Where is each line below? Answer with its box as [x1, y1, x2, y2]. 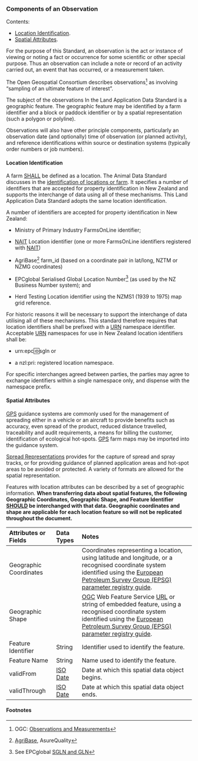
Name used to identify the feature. [81, 656, 177, 664]
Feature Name [9, 656, 48, 664]
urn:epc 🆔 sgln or [14, 348, 57, 355]
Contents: [6, 18, 30, 25]
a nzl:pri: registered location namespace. [14, 360, 114, 367]
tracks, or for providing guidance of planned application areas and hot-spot [6, 459, 189, 466]
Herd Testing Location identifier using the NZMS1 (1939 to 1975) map [14, 293, 182, 300]
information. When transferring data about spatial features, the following [6, 490, 187, 497]
